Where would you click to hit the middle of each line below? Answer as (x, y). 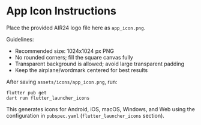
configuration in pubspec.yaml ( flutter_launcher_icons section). (85, 115)
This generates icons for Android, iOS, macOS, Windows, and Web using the (100, 109)
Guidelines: (20, 39)
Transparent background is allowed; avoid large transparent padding (100, 64)
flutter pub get (26, 93)
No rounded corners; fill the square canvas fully (74, 57)
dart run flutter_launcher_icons (48, 98)
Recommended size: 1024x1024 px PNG (64, 51)
